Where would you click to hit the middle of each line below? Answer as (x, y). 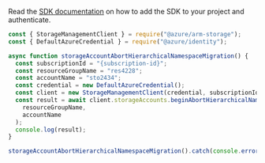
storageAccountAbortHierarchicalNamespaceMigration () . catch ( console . (125, 151)
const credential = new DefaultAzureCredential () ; (100, 85)
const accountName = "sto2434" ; (69, 78)
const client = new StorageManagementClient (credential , (111, 93)
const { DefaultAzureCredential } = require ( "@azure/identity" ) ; (118, 42)
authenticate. (30, 20)
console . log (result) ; (51, 130)
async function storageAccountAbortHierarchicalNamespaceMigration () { (128, 56)
